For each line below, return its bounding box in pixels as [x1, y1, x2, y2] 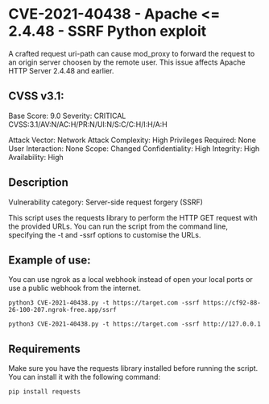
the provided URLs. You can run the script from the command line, [8, 221, 228, 231]
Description [8, 175, 68, 190]
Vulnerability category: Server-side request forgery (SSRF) [8, 197, 204, 207]
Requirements [8, 342, 81, 356]
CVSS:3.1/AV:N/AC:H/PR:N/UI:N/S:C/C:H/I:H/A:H [8, 119, 168, 129]
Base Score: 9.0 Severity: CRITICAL [8, 111, 126, 120]
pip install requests [8, 388, 81, 396]
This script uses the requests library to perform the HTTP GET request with [8, 213, 258, 222]
